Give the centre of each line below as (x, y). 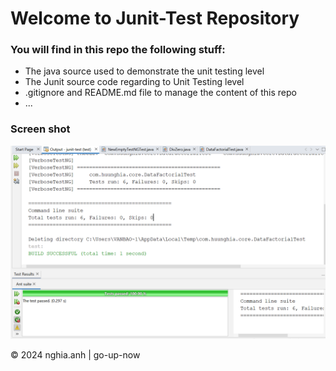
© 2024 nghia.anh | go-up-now (75, 354)
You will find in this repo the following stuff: (118, 50)
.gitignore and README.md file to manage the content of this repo (160, 93)
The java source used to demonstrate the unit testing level (144, 71)
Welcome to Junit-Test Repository (155, 18)
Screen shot (40, 129)
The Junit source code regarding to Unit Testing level (134, 82)
